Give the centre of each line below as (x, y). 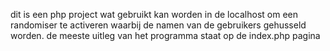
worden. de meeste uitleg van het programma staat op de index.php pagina (165, 35)
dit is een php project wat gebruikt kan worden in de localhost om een (154, 14)
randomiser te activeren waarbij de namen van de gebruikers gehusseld (158, 25)
